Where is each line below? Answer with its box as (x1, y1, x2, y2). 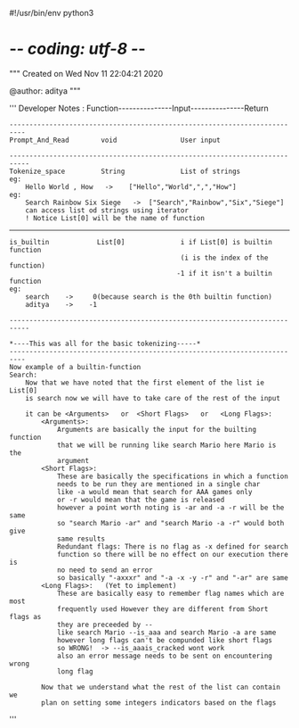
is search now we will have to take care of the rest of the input (25, 393, 280, 402)
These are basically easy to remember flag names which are (56, 589, 285, 598)
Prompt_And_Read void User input (9, 136, 221, 145)
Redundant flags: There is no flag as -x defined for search (56, 542, 289, 551)
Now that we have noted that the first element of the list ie (25, 378, 265, 387)
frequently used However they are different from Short (56, 604, 269, 614)
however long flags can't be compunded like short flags (56, 635, 273, 645)
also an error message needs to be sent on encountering (56, 651, 273, 660)
